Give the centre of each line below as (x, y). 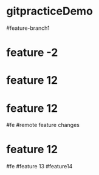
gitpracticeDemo (50, 11)
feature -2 (32, 53)
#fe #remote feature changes (43, 125)
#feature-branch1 (28, 28)
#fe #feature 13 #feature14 (39, 166)
